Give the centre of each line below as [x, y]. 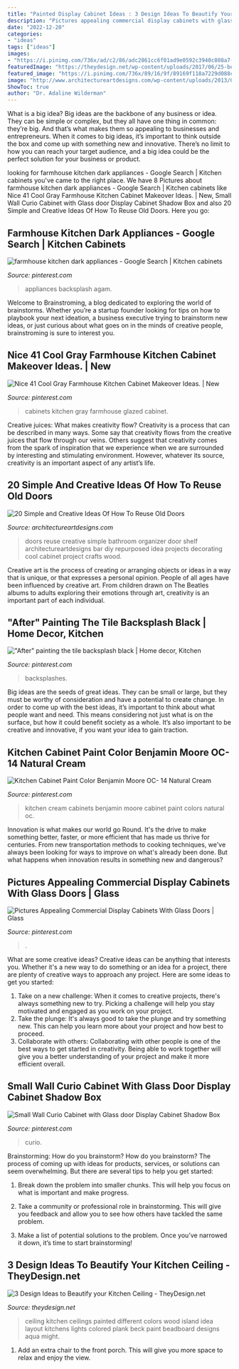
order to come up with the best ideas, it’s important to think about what [111, 707]
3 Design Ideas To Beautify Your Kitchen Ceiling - [119, 1265]
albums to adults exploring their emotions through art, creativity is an [108, 592]
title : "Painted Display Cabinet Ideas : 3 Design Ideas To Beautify [113, 14]
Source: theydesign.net [42, 1307]
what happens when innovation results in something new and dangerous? [115, 860]
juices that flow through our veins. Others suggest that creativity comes [112, 440]
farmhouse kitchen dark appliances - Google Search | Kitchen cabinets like [117, 188]
